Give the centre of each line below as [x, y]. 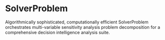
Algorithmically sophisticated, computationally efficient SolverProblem [77, 22]
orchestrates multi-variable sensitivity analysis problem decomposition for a [83, 27]
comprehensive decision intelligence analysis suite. [57, 32]
